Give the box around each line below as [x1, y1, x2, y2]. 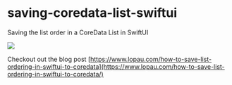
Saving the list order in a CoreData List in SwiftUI [7, 28, 149, 37]
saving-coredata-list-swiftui [7, 5, 178, 21]
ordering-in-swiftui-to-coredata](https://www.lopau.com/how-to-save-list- [7, 62, 226, 71]
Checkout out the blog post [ [7, 55, 91, 63]
